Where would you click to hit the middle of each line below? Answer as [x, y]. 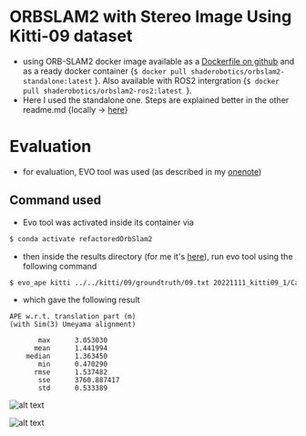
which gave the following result [81, 300]
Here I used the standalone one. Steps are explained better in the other [156, 100]
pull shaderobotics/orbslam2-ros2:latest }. [107, 90]
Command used [56, 201]
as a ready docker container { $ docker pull [105, 71]
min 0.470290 [72, 365]
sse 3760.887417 [79, 380]
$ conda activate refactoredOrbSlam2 [81, 238]
